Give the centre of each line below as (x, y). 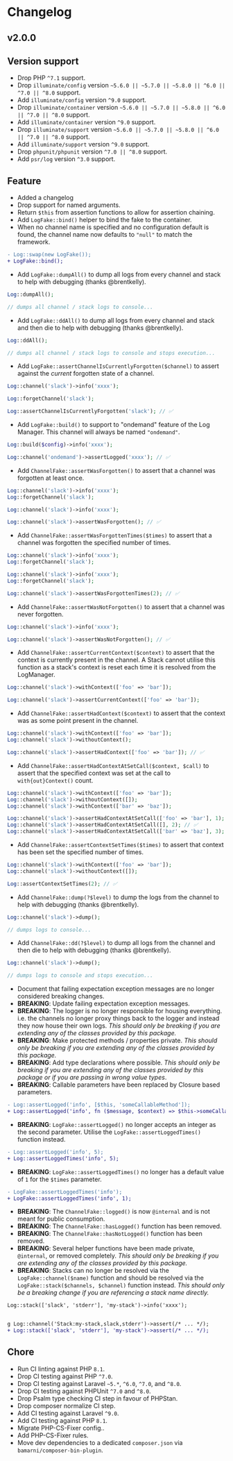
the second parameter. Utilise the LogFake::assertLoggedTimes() (109, 1132)
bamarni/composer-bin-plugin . (60, 1450)
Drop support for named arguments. (69, 205)
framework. (34, 242)
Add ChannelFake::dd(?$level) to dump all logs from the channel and (116, 943)
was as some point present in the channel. (78, 721)
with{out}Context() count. (55, 780)
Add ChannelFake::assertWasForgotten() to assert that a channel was (116, 470)
